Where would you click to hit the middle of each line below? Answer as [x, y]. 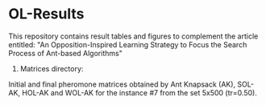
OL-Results [46, 14]
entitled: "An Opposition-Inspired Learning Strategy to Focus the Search [128, 44]
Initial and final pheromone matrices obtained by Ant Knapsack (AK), [122, 84]
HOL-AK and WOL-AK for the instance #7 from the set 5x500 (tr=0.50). [140, 92]
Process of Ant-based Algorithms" [65, 53]
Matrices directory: [52, 68]
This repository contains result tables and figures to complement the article [133, 36]
